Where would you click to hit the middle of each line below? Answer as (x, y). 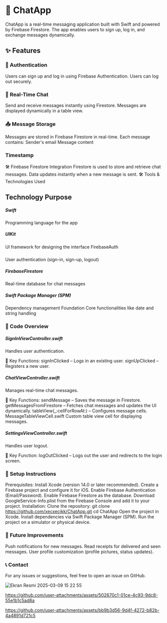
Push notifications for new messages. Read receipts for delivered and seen (83, 546)
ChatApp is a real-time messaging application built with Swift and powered (82, 24)
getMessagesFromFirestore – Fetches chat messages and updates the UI (81, 406)
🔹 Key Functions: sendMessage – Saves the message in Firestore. (73, 400)
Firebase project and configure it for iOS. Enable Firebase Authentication (80, 490)
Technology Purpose (38, 197)
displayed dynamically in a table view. (44, 111)
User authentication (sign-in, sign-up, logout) (52, 260)
